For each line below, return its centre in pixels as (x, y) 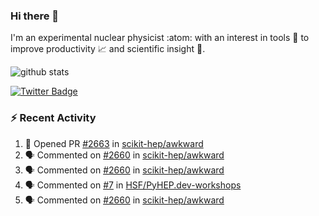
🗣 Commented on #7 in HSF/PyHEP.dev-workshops (133, 185)
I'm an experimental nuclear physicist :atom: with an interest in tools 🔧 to (160, 38)
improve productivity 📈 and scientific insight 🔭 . (108, 49)
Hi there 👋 (35, 16)
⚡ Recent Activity (53, 118)
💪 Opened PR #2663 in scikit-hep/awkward (114, 143)
